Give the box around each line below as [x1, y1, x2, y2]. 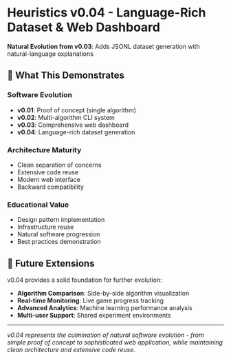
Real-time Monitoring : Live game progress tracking [16, 296, 164, 305]
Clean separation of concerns [16, 161, 102, 169]
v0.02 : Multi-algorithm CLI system [16, 113, 115, 121]
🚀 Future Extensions [7, 257, 95, 269]
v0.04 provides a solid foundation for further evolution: [7, 276, 163, 284]
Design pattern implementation [16, 216, 105, 224]
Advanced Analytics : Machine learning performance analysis [16, 304, 192, 312]
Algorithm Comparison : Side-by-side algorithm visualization [16, 289, 190, 298]
